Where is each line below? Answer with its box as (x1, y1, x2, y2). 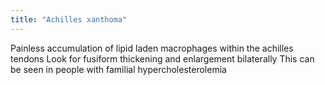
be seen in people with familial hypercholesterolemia (10, 63, 227, 75)
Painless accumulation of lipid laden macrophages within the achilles (10, 42, 294, 54)
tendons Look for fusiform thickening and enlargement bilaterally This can (10, 52, 315, 65)
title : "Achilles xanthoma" (10, 14, 128, 25)
